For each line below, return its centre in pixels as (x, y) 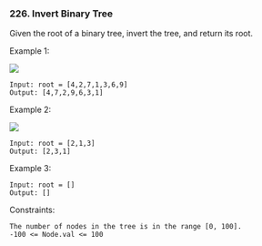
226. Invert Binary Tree (61, 14)
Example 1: (30, 51)
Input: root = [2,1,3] (52, 144)
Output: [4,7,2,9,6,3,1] (56, 93)
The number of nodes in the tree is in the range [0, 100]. (126, 227)
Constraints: (32, 210)
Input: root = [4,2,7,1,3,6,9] (69, 85)
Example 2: (30, 110)
